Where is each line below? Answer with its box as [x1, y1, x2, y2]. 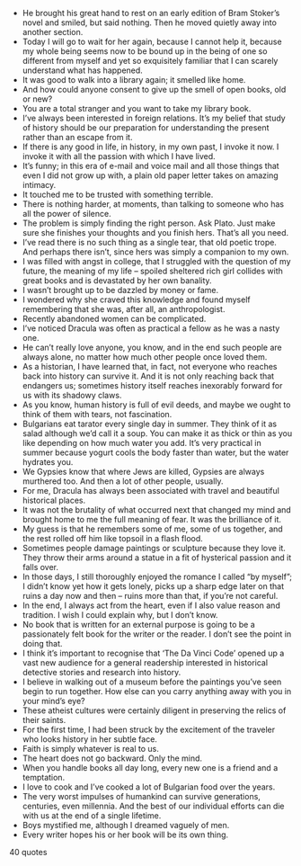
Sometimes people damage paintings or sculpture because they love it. [22, 543, 286, 553]
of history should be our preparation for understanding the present [22, 122, 270, 133]
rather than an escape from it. [22, 132, 133, 142]
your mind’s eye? [22, 696, 85, 706]
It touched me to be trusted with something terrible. [22, 189, 214, 200]
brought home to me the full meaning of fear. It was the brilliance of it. [22, 514, 281, 524]
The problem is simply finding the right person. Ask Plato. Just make [22, 218, 276, 228]
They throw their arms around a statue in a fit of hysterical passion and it [22, 552, 292, 563]
